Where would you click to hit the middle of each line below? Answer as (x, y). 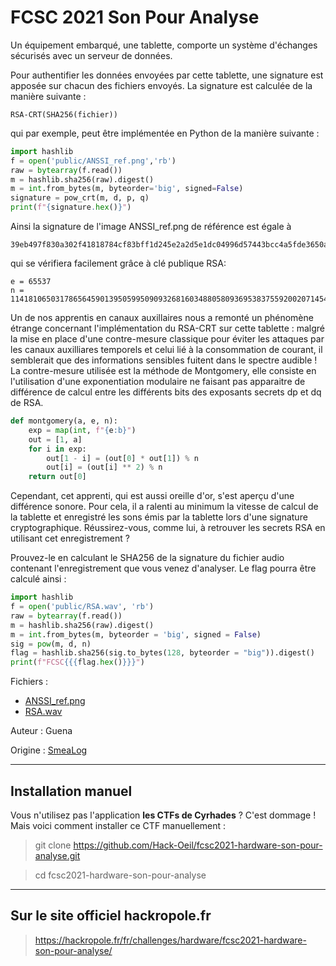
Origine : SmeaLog (49, 750)
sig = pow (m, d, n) (51, 644)
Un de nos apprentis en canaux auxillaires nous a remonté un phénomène (162, 318)
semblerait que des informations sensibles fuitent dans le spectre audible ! (164, 360)
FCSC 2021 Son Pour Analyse (135, 17)
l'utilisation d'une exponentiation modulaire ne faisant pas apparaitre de (158, 382)
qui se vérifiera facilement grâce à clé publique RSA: (118, 263)
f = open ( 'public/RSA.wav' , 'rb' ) (82, 607)
